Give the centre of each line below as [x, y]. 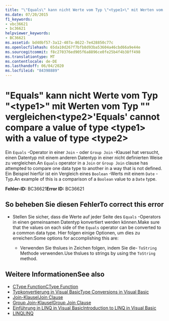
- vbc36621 [17, 24]
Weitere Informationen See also [55, 274]
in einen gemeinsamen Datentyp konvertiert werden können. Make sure [86, 222]
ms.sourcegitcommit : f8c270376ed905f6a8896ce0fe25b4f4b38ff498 [73, 52]
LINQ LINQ [23, 313]
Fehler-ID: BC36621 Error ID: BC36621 [45, 189]
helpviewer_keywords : [28, 33]
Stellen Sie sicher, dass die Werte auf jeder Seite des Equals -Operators [87, 216]
